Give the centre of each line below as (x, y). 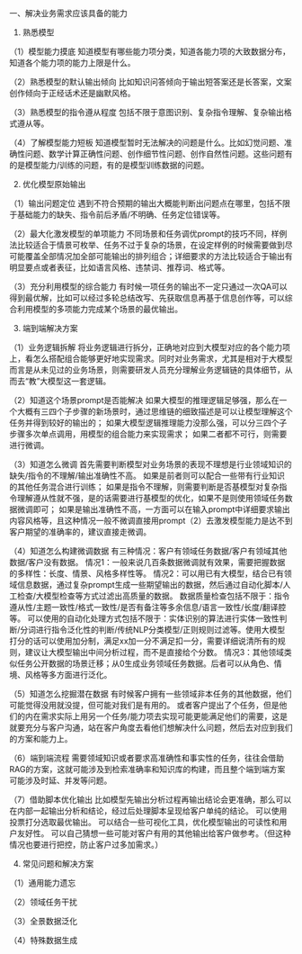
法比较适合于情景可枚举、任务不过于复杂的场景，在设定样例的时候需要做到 (147, 245)
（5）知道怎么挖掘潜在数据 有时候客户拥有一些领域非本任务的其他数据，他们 (151, 694)
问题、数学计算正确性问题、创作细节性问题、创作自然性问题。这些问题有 (159, 154)
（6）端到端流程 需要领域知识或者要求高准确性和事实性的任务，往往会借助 (147, 758)
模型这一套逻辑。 (80, 381)
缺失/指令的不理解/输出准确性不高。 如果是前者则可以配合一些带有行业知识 (147, 476)
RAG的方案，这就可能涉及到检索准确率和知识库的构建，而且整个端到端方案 (147, 769)
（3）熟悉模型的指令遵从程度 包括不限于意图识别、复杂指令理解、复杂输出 (147, 112)
